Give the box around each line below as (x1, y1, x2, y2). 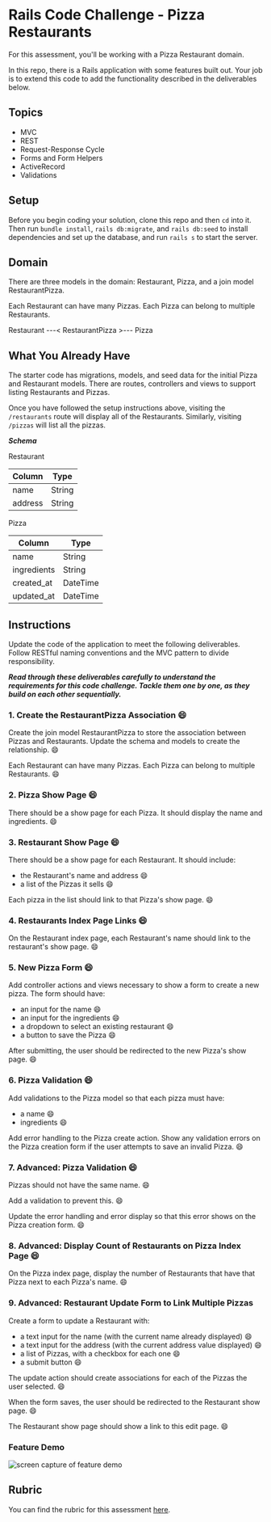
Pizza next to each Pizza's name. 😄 (8, 1277, 127, 1287)
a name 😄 (19, 1108, 55, 1118)
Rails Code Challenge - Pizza (8, 6, 206, 24)
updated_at (12, 591, 55, 602)
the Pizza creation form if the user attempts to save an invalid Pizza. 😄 (8, 1141, 244, 1151)
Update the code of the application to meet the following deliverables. (8, 640, 240, 649)
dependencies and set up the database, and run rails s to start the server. (8, 232, 258, 242)
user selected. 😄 (8, 1381, 65, 1391)
